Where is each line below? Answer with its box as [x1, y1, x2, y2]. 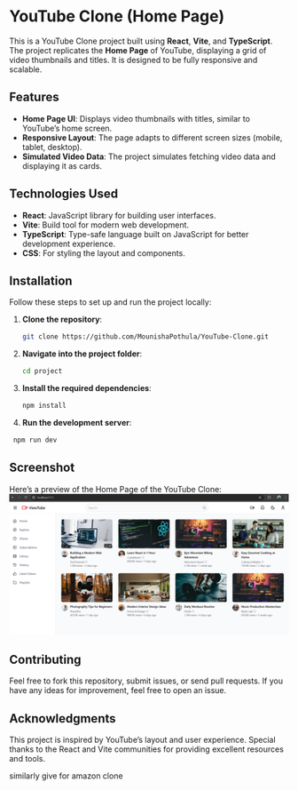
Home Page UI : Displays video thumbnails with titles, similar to [21, 113, 251, 124]
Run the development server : [21, 418, 132, 427]
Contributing [9, 652, 82, 667]
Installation [9, 273, 73, 288]
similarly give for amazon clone [9, 770, 123, 781]
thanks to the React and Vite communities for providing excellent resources [9, 744, 284, 754]
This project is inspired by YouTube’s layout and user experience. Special [9, 735, 277, 746]
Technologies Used [9, 187, 118, 202]
